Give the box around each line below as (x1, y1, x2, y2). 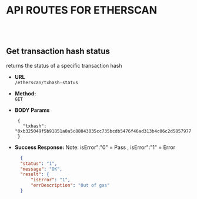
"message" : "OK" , (20, 166, 63, 172)
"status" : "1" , (20, 160, 58, 167)
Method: (14, 89, 36, 97)
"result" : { (20, 171, 49, 177)
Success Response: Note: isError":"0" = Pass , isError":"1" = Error (14, 144, 176, 151)
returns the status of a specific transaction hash (6, 62, 122, 69)
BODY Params (14, 107, 50, 114)
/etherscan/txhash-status (14, 79, 78, 85)
